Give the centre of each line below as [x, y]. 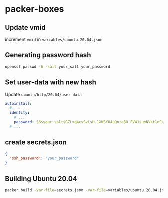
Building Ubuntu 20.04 [41, 179]
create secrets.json [36, 143]
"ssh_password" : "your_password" [44, 158]
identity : [20, 113]
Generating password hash [48, 55]
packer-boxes [35, 9]
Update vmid [25, 27]
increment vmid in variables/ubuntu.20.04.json [54, 39]
